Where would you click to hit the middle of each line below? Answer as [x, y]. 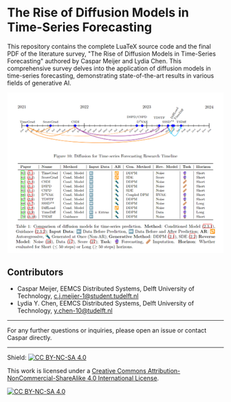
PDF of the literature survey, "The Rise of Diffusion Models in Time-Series [112, 54]
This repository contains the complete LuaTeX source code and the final [109, 46]
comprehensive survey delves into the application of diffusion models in [109, 68]
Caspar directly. [30, 338]
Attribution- [164, 371]
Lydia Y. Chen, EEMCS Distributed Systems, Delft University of [106, 304]
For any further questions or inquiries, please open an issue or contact [107, 330]
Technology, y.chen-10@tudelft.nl [65, 310]
